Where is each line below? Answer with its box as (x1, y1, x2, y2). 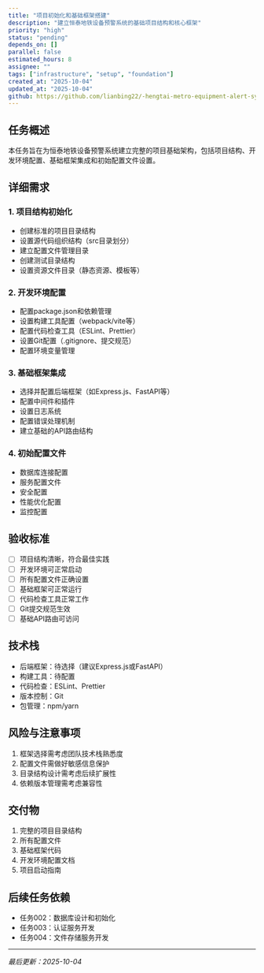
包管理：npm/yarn (19, 701, 79, 710)
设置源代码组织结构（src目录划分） (19, 236, 134, 245)
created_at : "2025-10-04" (8, 77, 93, 85)
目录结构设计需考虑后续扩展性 (19, 768, 116, 777)
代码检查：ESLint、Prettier (19, 681, 106, 691)
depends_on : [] (8, 41, 58, 49)
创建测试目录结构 (19, 255, 75, 265)
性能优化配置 (19, 497, 61, 506)
